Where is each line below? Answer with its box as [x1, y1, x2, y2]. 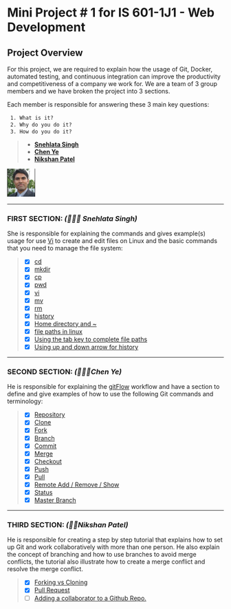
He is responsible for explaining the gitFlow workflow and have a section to [7, 383, 220, 391]
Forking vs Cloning [34, 578, 88, 586]
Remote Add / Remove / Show [34, 480, 120, 489]
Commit [34, 442, 57, 450]
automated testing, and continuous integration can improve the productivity [7, 72, 221, 81]
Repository [34, 411, 65, 419]
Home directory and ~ [34, 319, 97, 328]
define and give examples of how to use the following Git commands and [7, 390, 214, 398]
